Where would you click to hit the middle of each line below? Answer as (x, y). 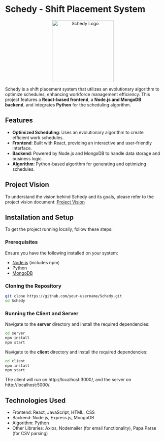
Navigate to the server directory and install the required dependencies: (77, 324)
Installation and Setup (39, 217)
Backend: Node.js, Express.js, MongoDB (53, 418)
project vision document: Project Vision (45, 202)
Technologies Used (35, 400)
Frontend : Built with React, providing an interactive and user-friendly (82, 143)
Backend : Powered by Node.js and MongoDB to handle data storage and (86, 153)
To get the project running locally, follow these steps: (59, 229)
